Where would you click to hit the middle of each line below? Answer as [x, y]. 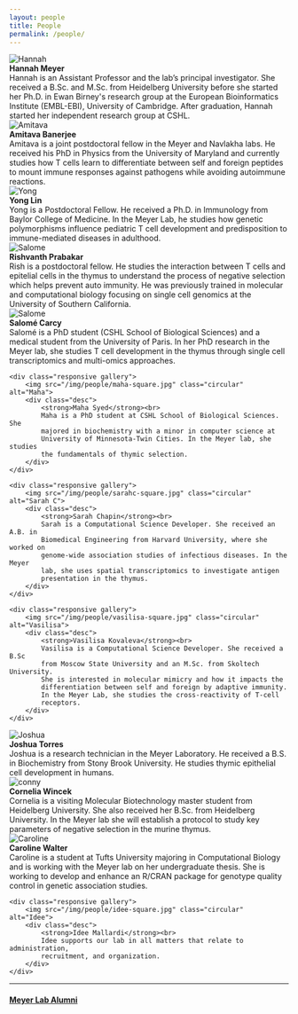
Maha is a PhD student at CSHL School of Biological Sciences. [160, 416]
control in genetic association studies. [78, 886]
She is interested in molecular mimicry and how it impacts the [162, 680]
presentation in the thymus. [95, 579]
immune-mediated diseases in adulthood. [85, 238]
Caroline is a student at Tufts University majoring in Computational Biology [145, 858]
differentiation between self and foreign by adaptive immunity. [165, 688]
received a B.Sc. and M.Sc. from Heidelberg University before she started [144, 87]
